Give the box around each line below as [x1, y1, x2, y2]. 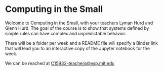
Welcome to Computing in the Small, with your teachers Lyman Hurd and [5, 20, 153, 26]
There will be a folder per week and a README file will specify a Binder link [5, 40, 158, 46]
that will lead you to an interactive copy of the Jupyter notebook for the [5, 45, 150, 51]
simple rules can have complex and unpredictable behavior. [5, 30, 126, 36]
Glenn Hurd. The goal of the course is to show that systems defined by [5, 25, 149, 31]
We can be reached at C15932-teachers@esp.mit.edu [5, 60, 115, 66]
